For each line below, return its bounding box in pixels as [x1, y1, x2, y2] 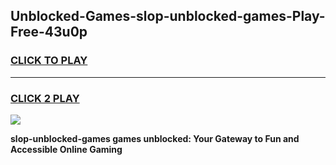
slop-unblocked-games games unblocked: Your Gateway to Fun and [10, 132, 300, 144]
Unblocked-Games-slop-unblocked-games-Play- [10, 8, 326, 25]
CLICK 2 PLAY [10, 91, 80, 105]
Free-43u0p [10, 24, 88, 41]
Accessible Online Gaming [10, 143, 123, 155]
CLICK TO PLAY [10, 54, 88, 68]
